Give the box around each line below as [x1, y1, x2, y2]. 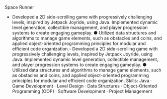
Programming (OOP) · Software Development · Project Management [12, 88, 152, 94]
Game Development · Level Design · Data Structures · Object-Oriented [12, 83, 157, 89]
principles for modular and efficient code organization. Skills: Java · [12, 77, 152, 83]
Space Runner [5, 4, 34, 10]
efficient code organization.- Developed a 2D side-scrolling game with [12, 46, 158, 51]
